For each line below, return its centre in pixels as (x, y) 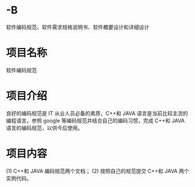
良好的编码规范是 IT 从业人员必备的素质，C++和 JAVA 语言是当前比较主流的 (97, 113)
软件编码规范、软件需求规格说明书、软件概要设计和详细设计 (78, 27)
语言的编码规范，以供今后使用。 (44, 128)
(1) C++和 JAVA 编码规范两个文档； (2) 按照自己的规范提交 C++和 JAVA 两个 (98, 171)
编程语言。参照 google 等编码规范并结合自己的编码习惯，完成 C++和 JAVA (95, 120)
